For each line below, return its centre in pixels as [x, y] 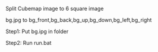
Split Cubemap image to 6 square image [55, 9]
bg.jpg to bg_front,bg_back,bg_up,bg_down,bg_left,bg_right [79, 20]
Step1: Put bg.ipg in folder [37, 31]
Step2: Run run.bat [29, 43]
